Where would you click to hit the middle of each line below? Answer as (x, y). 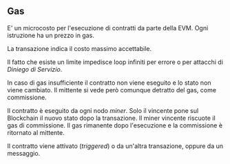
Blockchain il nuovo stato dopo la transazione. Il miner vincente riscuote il (111, 118)
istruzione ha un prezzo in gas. (51, 35)
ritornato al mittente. (36, 132)
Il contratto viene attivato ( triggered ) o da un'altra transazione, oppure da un (115, 146)
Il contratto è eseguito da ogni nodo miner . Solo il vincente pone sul (103, 110)
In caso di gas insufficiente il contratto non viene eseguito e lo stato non (109, 83)
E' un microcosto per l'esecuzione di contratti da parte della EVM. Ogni (108, 28)
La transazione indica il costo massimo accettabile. (80, 48)
